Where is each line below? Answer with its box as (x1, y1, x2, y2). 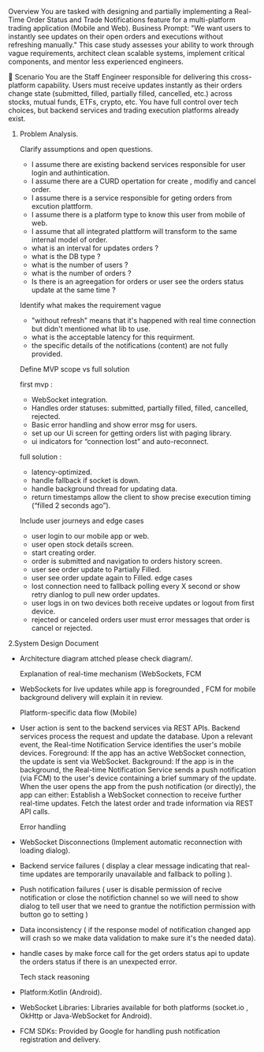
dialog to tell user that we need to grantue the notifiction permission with (19, 902, 256, 910)
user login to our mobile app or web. (31, 532, 150, 540)
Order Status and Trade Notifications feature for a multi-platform (26, 15, 236, 24)
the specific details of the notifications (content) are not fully (31, 341, 229, 350)
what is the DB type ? (31, 252, 101, 261)
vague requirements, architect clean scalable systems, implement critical (8, 49, 245, 57)
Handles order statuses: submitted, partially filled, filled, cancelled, (31, 403, 248, 413)
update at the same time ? (31, 285, 116, 294)
